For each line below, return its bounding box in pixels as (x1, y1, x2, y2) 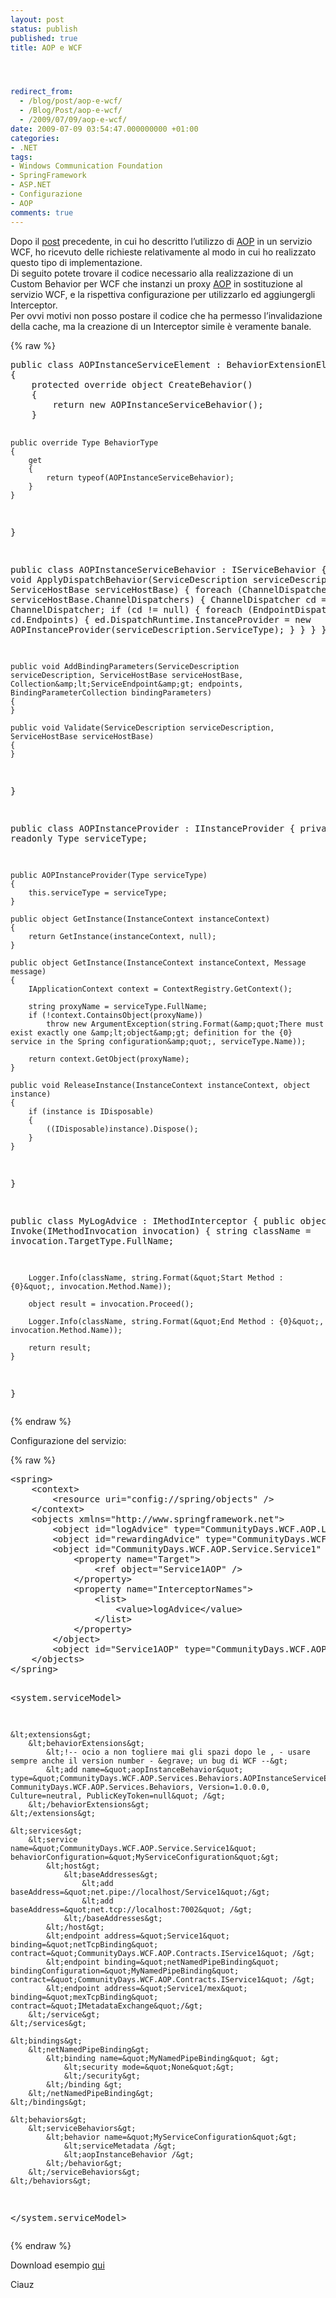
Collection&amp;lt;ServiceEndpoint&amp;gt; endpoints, (10, 679, 244, 689)
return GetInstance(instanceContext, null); (28, 931, 217, 941)
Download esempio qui (10, 2259, 105, 2271)
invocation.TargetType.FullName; (10, 1235, 175, 1246)
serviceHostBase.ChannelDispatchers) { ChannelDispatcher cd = (10, 594, 327, 605)
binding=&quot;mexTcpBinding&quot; (10, 1992, 159, 2002)
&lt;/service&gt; (28, 2009, 101, 2020)
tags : (10, 152, 33, 162)
